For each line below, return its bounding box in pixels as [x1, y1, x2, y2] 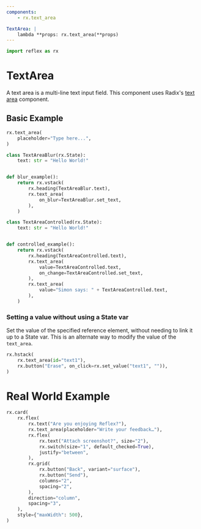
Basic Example [6, 113, 64, 124]
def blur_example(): [6, 174, 59, 181]
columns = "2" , [38, 478, 72, 484]
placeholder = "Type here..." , [17, 135, 92, 141]
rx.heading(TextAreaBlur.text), [28, 186, 111, 192]
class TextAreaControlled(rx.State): [6, 219, 103, 225]
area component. [6, 96, 49, 103]
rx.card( [6, 410, 29, 416]
